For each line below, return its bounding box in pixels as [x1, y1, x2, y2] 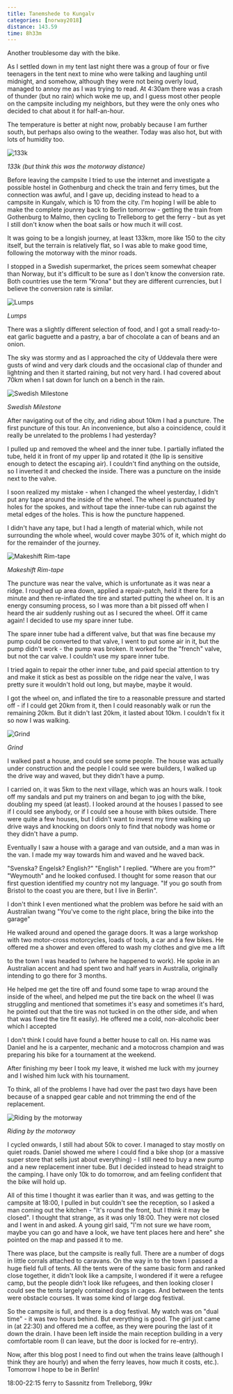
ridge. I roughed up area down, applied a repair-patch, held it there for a [7, 587, 214, 595]
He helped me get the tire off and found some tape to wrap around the [7, 985, 209, 994]
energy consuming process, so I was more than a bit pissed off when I [7, 601, 209, 610]
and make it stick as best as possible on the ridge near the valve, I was [7, 673, 210, 682]
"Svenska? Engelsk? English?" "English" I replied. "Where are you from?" [7, 864, 216, 873]
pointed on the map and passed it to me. [7, 1235, 123, 1244]
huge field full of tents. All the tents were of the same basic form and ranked [7, 1264, 226, 1272]
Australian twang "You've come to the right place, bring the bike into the [7, 907, 214, 916]
